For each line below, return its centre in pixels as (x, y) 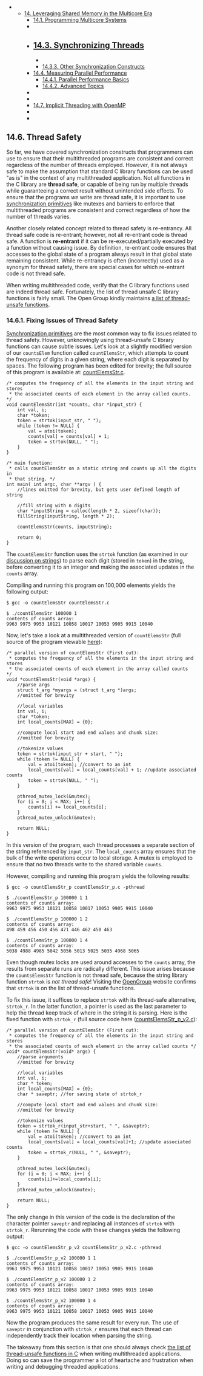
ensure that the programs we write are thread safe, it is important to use (96, 197)
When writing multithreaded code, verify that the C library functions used (98, 285)
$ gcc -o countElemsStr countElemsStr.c (58, 603)
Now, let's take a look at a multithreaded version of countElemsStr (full (94, 635)
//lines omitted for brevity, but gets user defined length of (99, 490)
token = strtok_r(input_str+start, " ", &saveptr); (84, 1126)
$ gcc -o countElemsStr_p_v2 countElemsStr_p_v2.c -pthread (84, 1247)
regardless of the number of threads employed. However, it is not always (97, 165)
